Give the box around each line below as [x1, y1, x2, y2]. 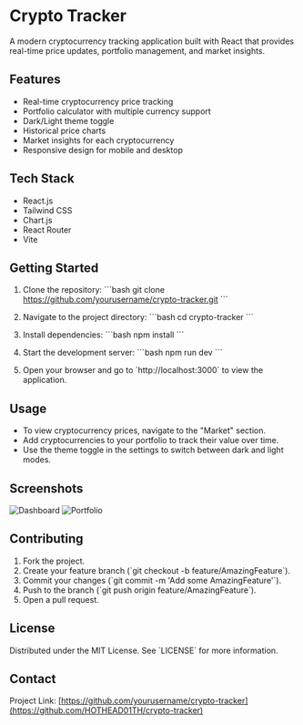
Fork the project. [22, 555, 86, 566]
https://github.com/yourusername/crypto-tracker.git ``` [22, 294, 229, 306]
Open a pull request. [22, 594, 100, 605]
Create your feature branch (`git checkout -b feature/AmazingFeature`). [22, 564, 291, 575]
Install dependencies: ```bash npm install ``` [22, 329, 185, 340]
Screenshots [9, 481, 84, 496]
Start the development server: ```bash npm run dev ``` [22, 347, 223, 358]
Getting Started [9, 260, 99, 275]
